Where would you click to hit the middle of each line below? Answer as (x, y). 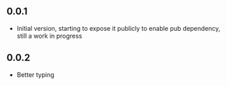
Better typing (36, 74)
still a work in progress (49, 36)
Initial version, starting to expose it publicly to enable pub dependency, (118, 28)
